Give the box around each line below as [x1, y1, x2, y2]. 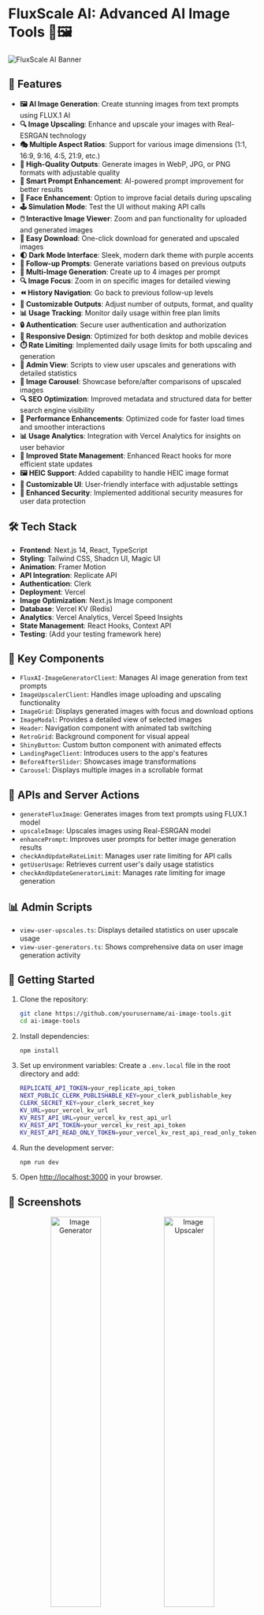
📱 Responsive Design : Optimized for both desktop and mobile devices [19, 331, 249, 341]
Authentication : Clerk [19, 579, 92, 588]
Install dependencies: [19, 1031, 90, 1040]
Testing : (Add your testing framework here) [19, 629, 162, 639]
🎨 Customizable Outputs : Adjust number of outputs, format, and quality [19, 299, 254, 308]
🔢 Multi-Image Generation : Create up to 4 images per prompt [19, 266, 221, 277]
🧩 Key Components [8, 651, 105, 665]
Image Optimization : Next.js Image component [19, 595, 173, 605]
